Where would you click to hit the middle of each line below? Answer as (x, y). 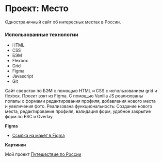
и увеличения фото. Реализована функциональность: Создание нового (79, 106)
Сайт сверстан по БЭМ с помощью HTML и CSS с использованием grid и (81, 91)
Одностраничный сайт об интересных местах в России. (63, 22)
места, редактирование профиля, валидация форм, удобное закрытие (78, 111)
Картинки (16, 145)
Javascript (23, 76)
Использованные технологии (42, 35)
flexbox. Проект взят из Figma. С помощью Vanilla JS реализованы (74, 96)
